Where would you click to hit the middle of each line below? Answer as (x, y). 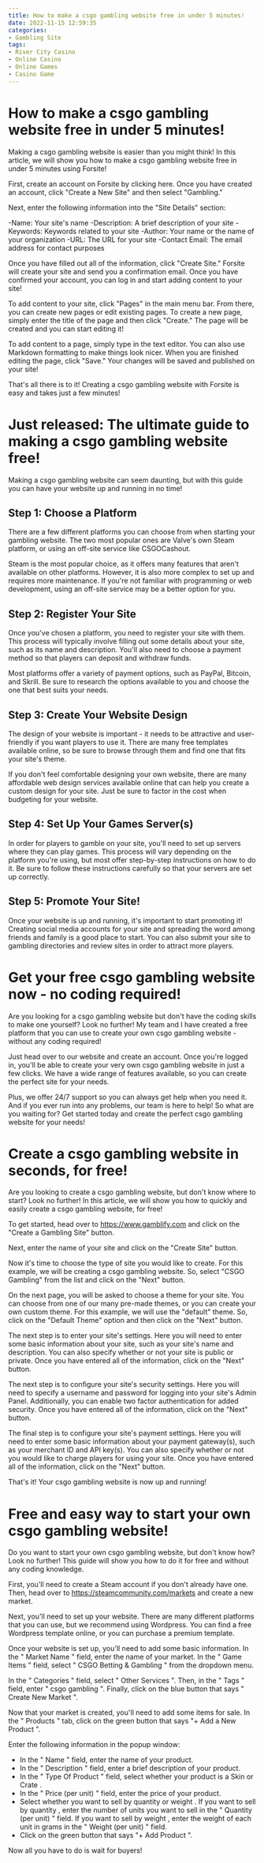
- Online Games (33, 67)
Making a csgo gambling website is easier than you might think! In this (122, 151)
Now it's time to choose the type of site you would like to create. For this (126, 1263)
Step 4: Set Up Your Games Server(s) (101, 824)
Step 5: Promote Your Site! (74, 902)
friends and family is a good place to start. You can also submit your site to (130, 937)
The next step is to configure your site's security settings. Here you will (124, 1384)
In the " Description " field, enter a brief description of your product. (130, 1768)
